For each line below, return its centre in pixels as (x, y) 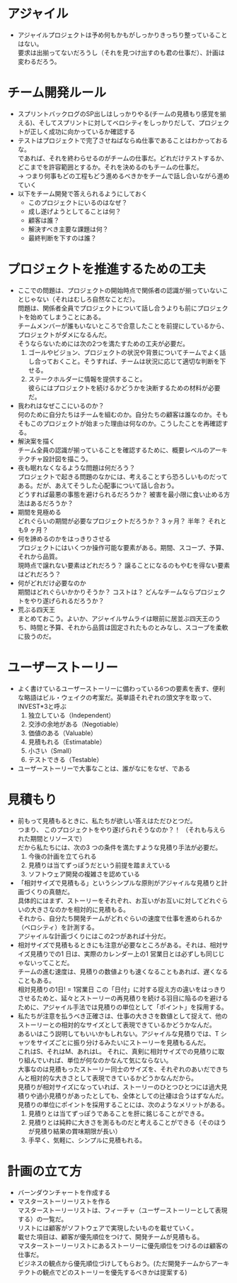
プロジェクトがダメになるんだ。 (64, 334)
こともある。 (36, 980)
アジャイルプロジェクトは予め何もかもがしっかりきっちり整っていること (122, 35)
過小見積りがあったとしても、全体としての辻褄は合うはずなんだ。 (132, 1096)
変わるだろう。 (39, 61)
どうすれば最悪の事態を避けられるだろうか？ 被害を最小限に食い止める (121, 494)
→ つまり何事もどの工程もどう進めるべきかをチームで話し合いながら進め (123, 176)
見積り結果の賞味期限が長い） (78, 1131)
